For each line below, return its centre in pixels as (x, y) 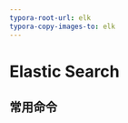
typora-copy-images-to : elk (63, 26)
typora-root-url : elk (50, 18)
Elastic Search (64, 72)
